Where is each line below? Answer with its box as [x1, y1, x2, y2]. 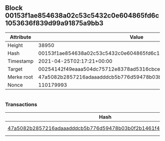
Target [7, 65, 23, 72]
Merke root [7, 73, 33, 80]
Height [7, 41, 23, 48]
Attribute [9, 34, 31, 40]
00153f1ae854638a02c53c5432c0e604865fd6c [5, 12, 160, 20]
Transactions [5, 101, 38, 108]
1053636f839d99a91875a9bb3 [5, 19, 104, 27]
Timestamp [7, 58, 34, 64]
